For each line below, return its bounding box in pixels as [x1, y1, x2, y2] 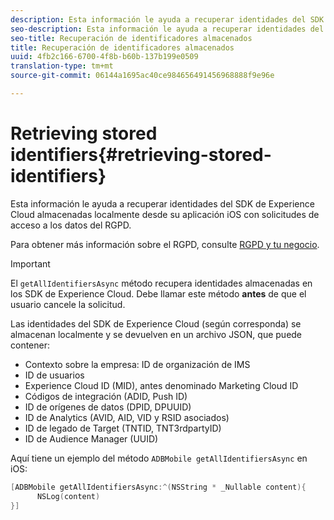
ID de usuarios [24, 369, 85, 381]
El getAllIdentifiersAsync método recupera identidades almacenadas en [10, 277, 313, 289]
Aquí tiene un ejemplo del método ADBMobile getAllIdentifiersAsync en [10, 452, 308, 464]
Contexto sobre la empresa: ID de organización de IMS [24, 358, 251, 370]
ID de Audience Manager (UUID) [24, 432, 159, 445]
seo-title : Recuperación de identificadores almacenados [10, 33, 253, 43]
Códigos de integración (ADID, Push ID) [24, 390, 188, 402]
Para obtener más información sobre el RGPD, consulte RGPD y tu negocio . [10, 238, 320, 250]
